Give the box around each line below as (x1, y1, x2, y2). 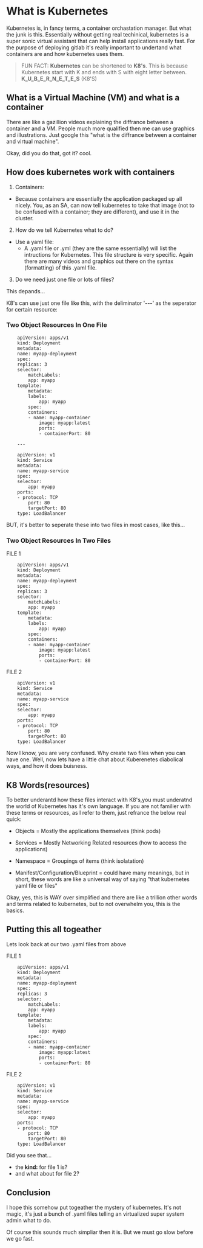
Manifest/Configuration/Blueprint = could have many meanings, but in (15, 869, 190, 876)
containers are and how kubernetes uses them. (6, 50, 124, 57)
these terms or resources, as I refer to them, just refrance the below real (6, 809, 187, 816)
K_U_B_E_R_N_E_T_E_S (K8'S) (21, 75, 97, 82)
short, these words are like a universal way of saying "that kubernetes (15, 875, 190, 883)
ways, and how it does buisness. (6, 762, 88, 770)
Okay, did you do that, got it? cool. (6, 149, 92, 156)
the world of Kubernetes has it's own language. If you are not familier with (6, 802, 191, 810)
